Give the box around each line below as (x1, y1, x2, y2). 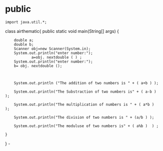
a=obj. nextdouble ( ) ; (31, 55, 82, 60)
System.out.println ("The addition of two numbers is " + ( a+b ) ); (14, 80, 159, 85)
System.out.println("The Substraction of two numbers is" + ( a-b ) (14, 89, 157, 94)
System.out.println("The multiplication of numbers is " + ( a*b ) (14, 102, 154, 107)
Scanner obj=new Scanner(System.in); (14, 46, 91, 51)
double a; (14, 38, 34, 43)
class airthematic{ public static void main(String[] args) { (5, 28, 119, 34)
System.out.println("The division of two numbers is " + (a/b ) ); (14, 115, 154, 120)
